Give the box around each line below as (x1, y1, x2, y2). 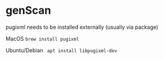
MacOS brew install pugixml (5, 35, 79, 42)
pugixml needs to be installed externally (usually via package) (5, 23, 159, 31)
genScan (5, 4, 52, 17)
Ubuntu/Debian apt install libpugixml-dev (5, 46, 118, 54)
